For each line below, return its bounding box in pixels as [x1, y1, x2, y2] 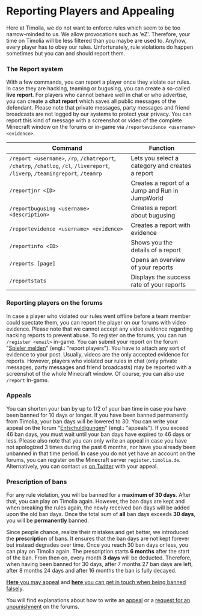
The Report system [6, 64, 63, 73]
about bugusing [130, 211, 176, 220]
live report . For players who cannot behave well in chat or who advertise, [6, 92, 188, 99]
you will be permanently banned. [6, 517, 89, 524]
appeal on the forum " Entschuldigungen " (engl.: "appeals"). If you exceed [6, 424, 189, 431]
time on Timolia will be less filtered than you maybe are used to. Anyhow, [6, 37, 187, 44]
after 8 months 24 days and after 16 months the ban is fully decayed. [6, 567, 177, 574]
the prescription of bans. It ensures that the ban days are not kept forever [6, 535, 190, 543]
